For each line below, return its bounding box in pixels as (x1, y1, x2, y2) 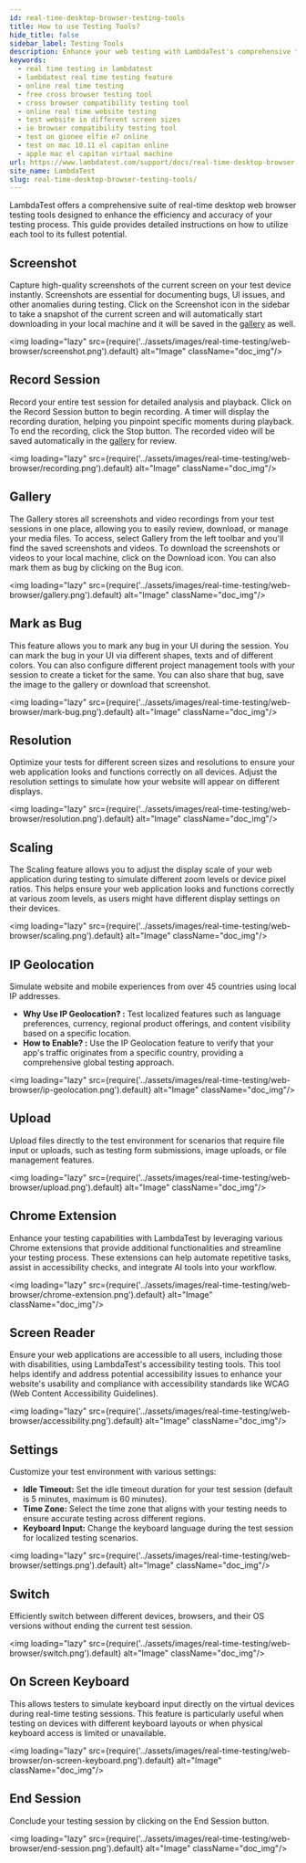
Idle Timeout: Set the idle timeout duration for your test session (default (22, 1484, 293, 1495)
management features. (9, 1154, 95, 1165)
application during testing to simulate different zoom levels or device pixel (9, 874, 287, 885)
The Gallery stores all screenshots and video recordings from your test (9, 513, 275, 524)
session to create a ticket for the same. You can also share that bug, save (9, 668, 284, 680)
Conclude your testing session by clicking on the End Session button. (9, 1815, 270, 1826)
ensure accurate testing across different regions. (22, 1513, 207, 1524)
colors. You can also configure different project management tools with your (9, 659, 296, 670)
